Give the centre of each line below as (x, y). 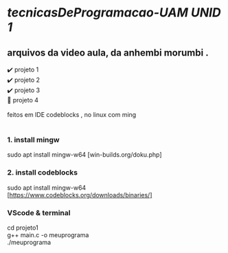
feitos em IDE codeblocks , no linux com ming (72, 114)
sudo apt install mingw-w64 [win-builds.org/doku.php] (85, 155)
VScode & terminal (39, 212)
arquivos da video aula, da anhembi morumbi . (108, 53)
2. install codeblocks (43, 173)
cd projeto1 (23, 228)
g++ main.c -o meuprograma (48, 234)
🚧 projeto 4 (23, 100)
